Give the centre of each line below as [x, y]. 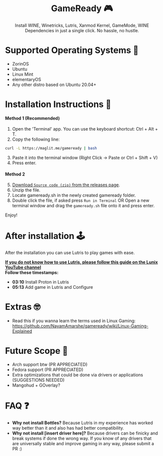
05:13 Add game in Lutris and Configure [52, 287]
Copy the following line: [36, 139]
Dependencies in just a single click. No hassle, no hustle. [82, 30]
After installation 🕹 [45, 236]
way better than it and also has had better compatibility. [68, 428]
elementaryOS [27, 79]
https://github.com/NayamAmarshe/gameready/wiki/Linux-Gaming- [80, 326]
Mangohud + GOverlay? [36, 385]
